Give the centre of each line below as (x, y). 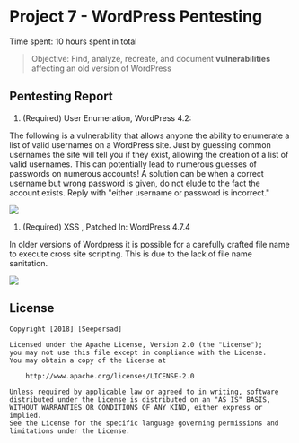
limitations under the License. (70, 431)
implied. (26, 415)
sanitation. (29, 263)
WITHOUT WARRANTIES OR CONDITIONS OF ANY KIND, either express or (136, 407)
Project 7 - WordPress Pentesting (136, 17)
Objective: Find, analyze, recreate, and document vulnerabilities (151, 58)
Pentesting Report (62, 96)
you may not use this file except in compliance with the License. (138, 352)
